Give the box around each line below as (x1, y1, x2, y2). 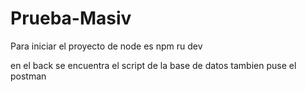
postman (10, 70, 47, 82)
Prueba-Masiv (10, 7, 132, 30)
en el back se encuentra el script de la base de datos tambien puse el (10, 59, 297, 71)
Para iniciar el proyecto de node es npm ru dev (10, 40, 203, 52)
